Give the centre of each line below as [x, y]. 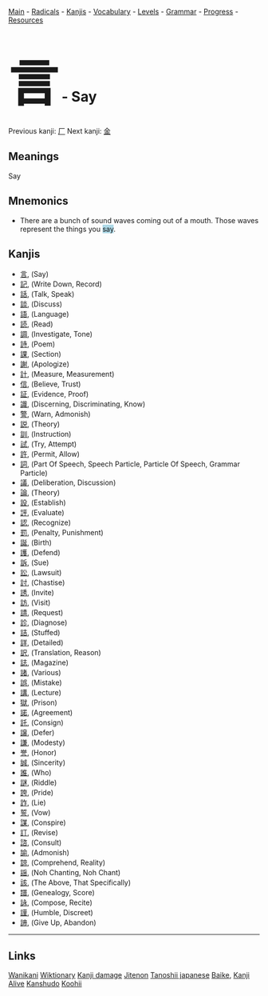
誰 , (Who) [35, 773]
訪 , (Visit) [35, 602]
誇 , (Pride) [37, 793]
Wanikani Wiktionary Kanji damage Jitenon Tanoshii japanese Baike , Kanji [129, 975]
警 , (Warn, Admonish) [55, 414]
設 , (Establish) [43, 502]
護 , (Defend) [40, 553]
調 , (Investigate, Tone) [56, 334]
